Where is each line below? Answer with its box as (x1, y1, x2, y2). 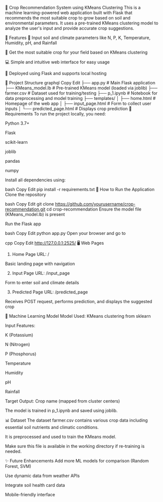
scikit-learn (5, 139, 28, 145)
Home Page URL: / (12, 251, 50, 257)
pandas (5, 158, 20, 164)
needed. (5, 448, 22, 454)
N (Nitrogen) (5, 342, 30, 347)
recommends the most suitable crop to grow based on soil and (5, 15, 130, 20)
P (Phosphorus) (5, 351, 36, 357)
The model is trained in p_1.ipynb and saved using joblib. (5, 407, 118, 413)
